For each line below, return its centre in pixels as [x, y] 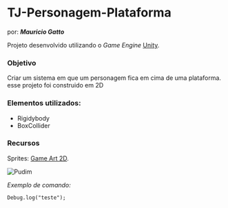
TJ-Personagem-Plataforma [89, 13]
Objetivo [22, 63]
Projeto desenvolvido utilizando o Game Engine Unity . [83, 45]
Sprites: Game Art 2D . [38, 158]
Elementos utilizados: [44, 103]
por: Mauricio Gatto [36, 32]
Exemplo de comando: [39, 185]
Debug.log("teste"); [37, 198]
